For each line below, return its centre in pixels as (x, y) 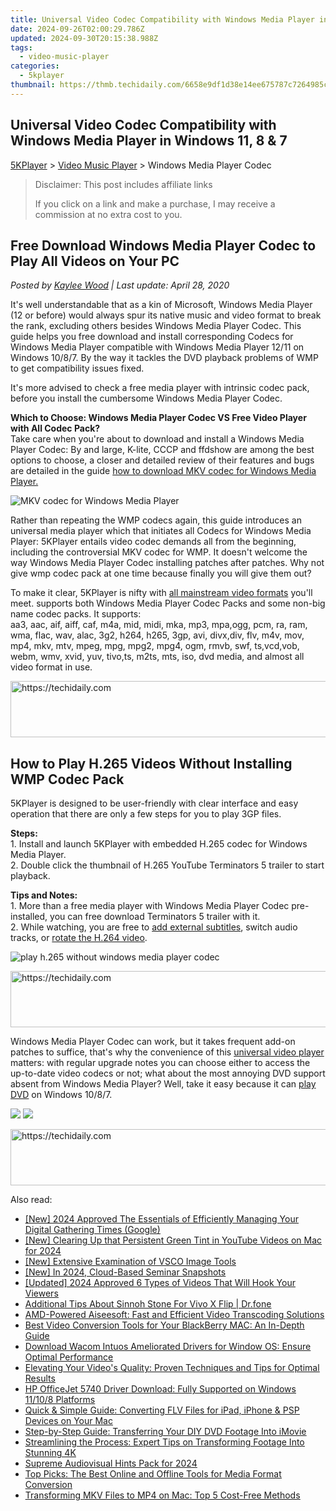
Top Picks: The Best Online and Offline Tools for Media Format (153, 1474)
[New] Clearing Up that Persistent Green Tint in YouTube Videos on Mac (173, 1240)
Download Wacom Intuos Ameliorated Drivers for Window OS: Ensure (168, 1347)
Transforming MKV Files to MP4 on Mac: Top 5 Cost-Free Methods (162, 1495)
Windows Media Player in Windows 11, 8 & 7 (149, 141)
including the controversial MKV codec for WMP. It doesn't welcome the (159, 552)
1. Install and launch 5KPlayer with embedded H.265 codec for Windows (159, 844)
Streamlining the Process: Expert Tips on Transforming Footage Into (164, 1442)
